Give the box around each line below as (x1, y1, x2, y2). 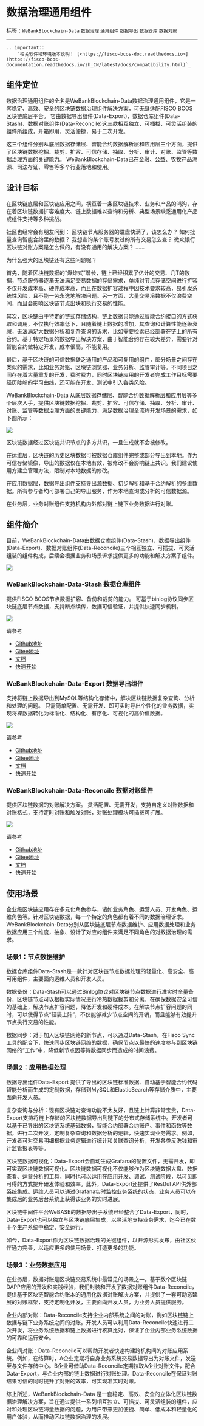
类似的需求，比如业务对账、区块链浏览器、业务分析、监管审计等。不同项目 (6, 363, 192, 371)
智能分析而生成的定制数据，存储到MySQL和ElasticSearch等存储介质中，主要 (6, 1086, 197, 1093)
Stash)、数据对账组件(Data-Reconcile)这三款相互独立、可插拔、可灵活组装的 (6, 120, 198, 127)
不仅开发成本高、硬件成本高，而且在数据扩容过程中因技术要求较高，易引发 (6, 284, 192, 292)
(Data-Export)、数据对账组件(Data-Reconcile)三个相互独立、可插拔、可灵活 (6, 545, 195, 552)
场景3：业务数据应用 (6, 1261, 67, 1269)
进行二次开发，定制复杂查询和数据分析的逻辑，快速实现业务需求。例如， (16, 1129, 198, 1137)
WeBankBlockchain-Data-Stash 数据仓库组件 (6, 580, 141, 588)
